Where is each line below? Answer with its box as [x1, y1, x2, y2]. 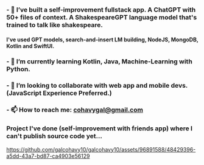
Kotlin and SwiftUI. [6, 42, 55, 49]
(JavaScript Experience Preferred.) [6, 89, 112, 97]
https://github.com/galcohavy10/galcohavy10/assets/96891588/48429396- [6, 146, 196, 153]
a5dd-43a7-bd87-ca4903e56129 [6, 152, 90, 160]
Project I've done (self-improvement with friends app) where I [6, 124, 193, 133]
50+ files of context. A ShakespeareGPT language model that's [6, 13, 197, 21]
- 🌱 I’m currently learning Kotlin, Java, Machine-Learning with [6, 57, 193, 66]
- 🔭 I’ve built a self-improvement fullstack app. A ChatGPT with [6, 5, 196, 14]
